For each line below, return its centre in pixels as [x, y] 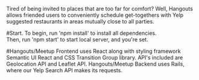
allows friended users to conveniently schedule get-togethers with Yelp [95, 15]
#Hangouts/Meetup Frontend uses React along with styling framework [93, 51]
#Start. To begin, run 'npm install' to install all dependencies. [81, 33]
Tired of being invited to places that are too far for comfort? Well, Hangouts [99, 9]
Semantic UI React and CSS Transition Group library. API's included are [95, 57]
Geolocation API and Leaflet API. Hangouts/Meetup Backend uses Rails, [96, 64]
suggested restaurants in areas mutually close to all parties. [81, 21]
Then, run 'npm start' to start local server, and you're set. [77, 39]
